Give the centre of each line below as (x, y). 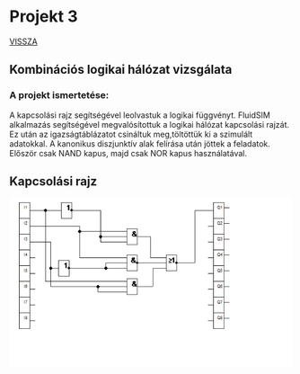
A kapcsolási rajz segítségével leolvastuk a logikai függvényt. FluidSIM (140, 115)
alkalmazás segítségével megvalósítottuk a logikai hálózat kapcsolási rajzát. (150, 124)
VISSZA (23, 41)
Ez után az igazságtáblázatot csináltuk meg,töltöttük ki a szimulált (131, 134)
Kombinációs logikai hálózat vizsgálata (121, 70)
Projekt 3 (44, 17)
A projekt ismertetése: (59, 95)
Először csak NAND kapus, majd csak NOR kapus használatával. (128, 153)
